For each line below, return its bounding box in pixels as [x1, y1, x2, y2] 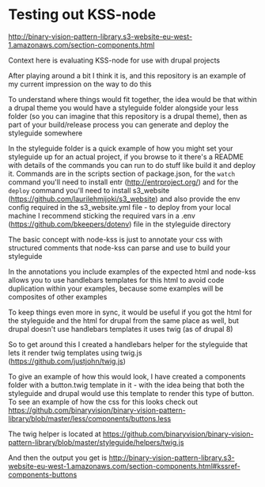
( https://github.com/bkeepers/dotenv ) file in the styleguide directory [8, 219, 231, 229]
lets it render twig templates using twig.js [8, 348, 142, 357]
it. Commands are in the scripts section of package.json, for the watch [8, 169, 236, 178]
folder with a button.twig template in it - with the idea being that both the [8, 380, 245, 390]
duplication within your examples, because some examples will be [8, 283, 224, 293]
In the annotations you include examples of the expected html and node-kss [8, 267, 256, 276]
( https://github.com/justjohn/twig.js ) [8, 356, 127, 366]
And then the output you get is [8, 453, 108, 462]
